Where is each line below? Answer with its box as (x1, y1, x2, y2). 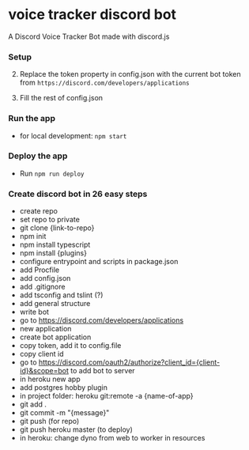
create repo (19, 206, 58, 216)
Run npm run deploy (19, 168, 85, 178)
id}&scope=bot (19, 366, 70, 376)
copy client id (19, 350, 64, 359)
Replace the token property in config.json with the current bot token (19, 70, 241, 79)
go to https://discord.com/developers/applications (19, 316, 184, 325)
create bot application (19, 332, 92, 342)
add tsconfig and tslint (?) (19, 290, 104, 300)
